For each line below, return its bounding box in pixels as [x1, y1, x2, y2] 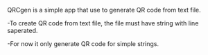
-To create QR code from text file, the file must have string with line [7, 19, 199, 27]
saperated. [7, 27, 38, 34]
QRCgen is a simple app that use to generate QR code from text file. [7, 6, 201, 14]
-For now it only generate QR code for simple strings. [7, 40, 159, 47]
